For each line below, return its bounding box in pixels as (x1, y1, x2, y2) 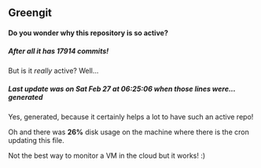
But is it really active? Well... (8, 66, 99, 75)
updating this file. (8, 135, 64, 144)
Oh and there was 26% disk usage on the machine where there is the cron (8, 127, 249, 137)
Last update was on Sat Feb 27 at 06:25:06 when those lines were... (8, 84, 236, 93)
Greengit (8, 6, 53, 20)
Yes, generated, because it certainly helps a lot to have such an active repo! (8, 111, 254, 121)
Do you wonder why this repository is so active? (8, 27, 169, 38)
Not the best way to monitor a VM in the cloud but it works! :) (8, 151, 206, 160)
